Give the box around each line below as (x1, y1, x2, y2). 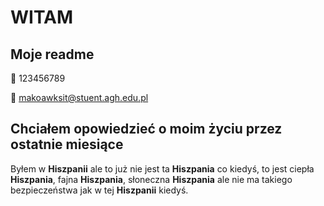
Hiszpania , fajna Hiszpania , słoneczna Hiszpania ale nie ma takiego (10, 173, 293, 185)
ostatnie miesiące (10, 136, 124, 153)
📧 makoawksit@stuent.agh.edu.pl (10, 92, 149, 103)
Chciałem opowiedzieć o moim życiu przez (10, 121, 283, 138)
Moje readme (10, 46, 95, 63)
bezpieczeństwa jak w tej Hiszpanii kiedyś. (10, 184, 189, 196)
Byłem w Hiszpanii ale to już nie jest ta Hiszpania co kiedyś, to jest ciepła (10, 162, 315, 175)
